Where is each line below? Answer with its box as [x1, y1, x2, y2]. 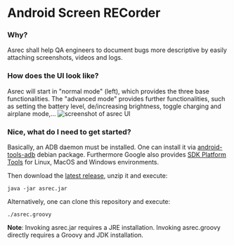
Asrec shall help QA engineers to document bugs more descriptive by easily [7, 46, 227, 54]
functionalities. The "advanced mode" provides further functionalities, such [7, 94, 226, 103]
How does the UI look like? [7, 71, 99, 81]
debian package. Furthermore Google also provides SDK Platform [37, 150, 226, 159]
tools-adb [7, 150, 36, 159]
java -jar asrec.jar [7, 185, 68, 193]
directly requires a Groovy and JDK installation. [7, 231, 144, 240]
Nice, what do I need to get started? [7, 127, 131, 136]
